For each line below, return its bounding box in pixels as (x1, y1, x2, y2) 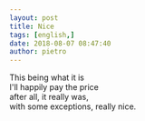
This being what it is (9, 72, 84, 83)
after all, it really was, (9, 92, 89, 103)
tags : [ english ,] (9, 30, 75, 39)
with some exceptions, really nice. (9, 101, 137, 112)
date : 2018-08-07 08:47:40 (9, 38, 111, 48)
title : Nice (9, 22, 54, 31)
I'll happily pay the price (9, 82, 100, 93)
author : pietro (9, 47, 67, 56)
